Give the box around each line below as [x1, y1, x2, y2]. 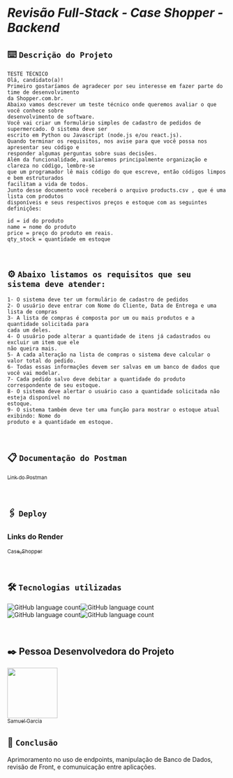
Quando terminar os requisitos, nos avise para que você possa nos [7, 138, 208, 145]
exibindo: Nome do [7, 412, 61, 419]
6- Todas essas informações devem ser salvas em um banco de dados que [7, 363, 220, 370]
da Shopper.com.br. [7, 95, 64, 102]
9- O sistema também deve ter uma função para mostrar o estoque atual [7, 406, 220, 413]
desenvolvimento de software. [7, 113, 96, 120]
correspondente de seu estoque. [7, 381, 101, 389]
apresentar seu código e [7, 144, 80, 151]
